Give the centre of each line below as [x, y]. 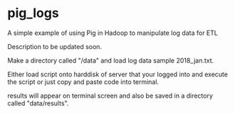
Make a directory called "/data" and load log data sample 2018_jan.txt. [111, 60]
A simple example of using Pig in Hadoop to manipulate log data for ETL [113, 33]
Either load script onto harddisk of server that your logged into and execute [117, 74]
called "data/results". [38, 103]
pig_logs [33, 13]
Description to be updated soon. [54, 46]
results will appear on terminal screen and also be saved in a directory [110, 95]
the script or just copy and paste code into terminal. [83, 82]
